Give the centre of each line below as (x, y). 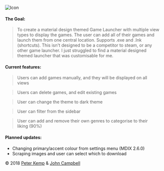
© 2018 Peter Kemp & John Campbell (43, 163)
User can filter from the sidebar (49, 111)
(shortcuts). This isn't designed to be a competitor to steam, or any (84, 45)
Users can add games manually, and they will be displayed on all (82, 78)
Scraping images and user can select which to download (69, 153)
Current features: (23, 67)
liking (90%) (29, 126)
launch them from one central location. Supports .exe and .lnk (79, 40)
